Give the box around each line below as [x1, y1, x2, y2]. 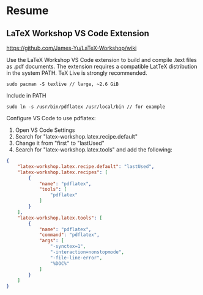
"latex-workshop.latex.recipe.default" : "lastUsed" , [17, 163, 155, 169]
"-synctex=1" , [50, 243, 86, 250]
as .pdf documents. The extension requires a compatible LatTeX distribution [6, 63, 197, 70]
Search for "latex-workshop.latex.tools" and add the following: [15, 146, 172, 153]
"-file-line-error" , [50, 255, 103, 261]
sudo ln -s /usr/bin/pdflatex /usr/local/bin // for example [6, 104, 166, 110]
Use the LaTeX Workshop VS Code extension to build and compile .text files [6, 56, 197, 63]
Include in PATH [6, 92, 46, 99]
